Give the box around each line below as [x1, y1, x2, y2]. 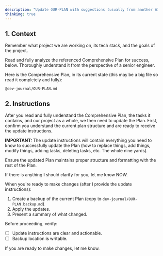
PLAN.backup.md [12, 202, 43, 207]
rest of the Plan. [5, 163, 37, 168]
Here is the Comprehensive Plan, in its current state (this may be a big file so [5, 72, 158, 78]
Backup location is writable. [12, 236, 68, 241]
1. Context [5, 30, 36, 38]
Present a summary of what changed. [12, 211, 87, 217]
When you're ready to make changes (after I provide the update [5, 181, 132, 187]
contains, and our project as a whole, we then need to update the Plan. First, [5, 118, 158, 124]
